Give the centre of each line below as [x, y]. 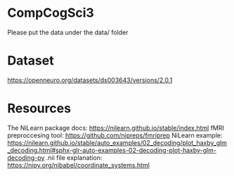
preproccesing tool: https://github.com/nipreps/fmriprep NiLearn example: [115, 135]
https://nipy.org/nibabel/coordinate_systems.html [78, 165]
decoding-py [26, 157]
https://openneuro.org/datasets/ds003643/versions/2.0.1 [90, 80]
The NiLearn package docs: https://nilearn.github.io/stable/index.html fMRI [116, 128]
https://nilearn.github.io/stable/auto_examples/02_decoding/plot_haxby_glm [117, 142]
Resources [39, 108]
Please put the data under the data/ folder [68, 32]
